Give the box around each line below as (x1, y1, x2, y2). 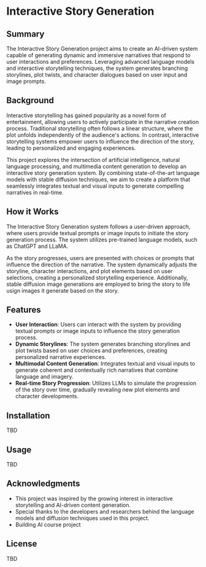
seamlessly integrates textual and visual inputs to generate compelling (6, 182, 184, 190)
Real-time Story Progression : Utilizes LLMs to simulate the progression (15, 379, 197, 387)
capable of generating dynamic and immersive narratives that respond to (6, 52, 191, 59)
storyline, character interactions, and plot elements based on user (6, 267, 173, 274)
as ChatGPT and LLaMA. (6, 242, 69, 250)
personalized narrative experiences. (15, 353, 107, 361)
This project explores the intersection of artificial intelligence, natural (6, 156, 180, 163)
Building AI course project (15, 520, 81, 528)
